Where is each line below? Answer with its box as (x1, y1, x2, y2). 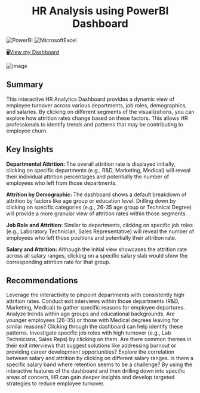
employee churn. (6, 127, 48, 134)
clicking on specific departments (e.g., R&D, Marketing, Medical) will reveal (6, 166, 191, 174)
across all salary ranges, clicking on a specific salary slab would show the (6, 252, 188, 259)
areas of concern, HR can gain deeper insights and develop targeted (6, 374, 175, 381)
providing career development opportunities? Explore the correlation (6, 348, 175, 355)
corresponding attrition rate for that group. (6, 258, 111, 265)
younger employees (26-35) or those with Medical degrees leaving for (6, 317, 179, 324)
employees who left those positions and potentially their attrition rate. (6, 234, 177, 241)
